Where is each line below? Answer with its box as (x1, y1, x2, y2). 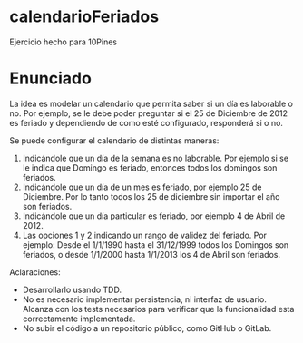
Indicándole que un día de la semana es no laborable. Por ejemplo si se (22, 152, 288, 163)
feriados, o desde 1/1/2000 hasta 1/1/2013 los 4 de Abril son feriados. (22, 249, 281, 260)
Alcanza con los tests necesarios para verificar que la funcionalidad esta (22, 303, 295, 314)
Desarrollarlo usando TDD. (22, 284, 122, 295)
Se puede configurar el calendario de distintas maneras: (9, 134, 220, 146)
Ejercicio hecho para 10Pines (9, 36, 118, 47)
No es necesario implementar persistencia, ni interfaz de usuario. (22, 293, 268, 305)
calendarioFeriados (9, 6, 160, 27)
